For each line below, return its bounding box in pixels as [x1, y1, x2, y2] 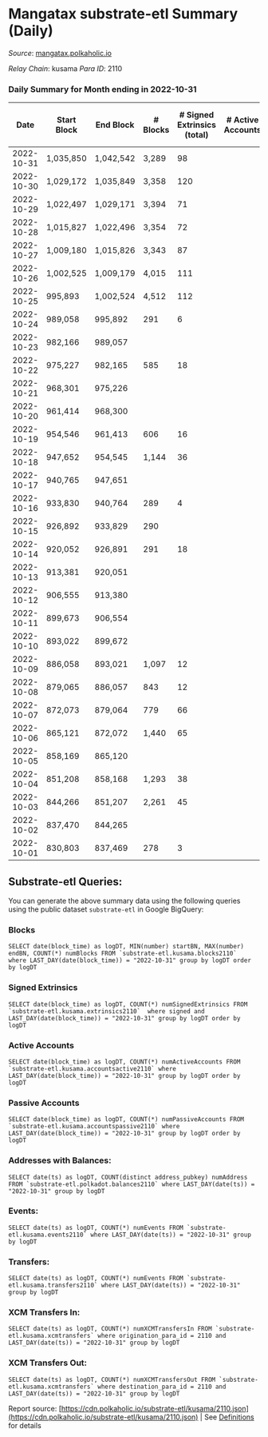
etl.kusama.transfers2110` [8, 1281, 98, 1290]
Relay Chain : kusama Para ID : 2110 [8, 63, 123, 73]
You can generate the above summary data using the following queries [8, 896, 241, 906]
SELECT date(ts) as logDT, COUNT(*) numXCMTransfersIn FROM [8, 1325, 213, 1333]
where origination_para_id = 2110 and [97, 1332, 227, 1340]
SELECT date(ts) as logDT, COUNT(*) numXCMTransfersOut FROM [8, 1375, 216, 1383]
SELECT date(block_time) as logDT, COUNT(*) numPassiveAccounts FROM [8, 1116, 245, 1124]
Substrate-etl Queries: [8, 875, 123, 888]
